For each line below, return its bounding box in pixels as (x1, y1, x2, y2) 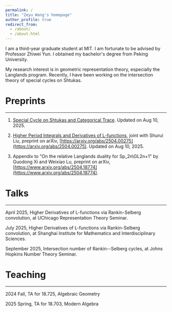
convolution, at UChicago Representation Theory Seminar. (5, 215, 128, 221)
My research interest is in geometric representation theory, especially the (5, 66, 160, 72)
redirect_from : (5, 22, 38, 27)
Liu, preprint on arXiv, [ (12, 138, 61, 144)
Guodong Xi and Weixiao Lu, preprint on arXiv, (12, 159, 111, 165)
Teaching (5, 269, 46, 281)
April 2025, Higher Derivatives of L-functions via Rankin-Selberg (5, 209, 141, 216)
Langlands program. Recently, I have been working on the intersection (5, 72, 154, 77)
